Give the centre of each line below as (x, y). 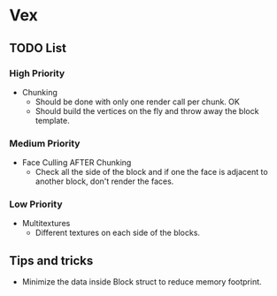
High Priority (37, 73)
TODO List (38, 48)
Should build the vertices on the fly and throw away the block (147, 110)
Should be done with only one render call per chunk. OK (138, 102)
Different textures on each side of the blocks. (118, 233)
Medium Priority (45, 143)
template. (52, 120)
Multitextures (46, 224)
